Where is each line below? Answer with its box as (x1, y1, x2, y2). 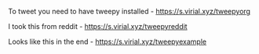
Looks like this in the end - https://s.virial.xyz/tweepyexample (8, 37, 206, 46)
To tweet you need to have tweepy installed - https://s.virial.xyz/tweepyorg (8, 7, 251, 16)
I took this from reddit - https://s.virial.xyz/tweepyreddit (8, 22, 188, 31)
